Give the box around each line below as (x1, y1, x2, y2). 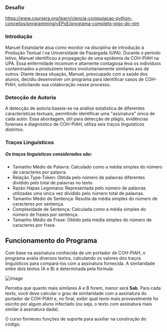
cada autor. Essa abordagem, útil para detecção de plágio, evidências (5, 116, 149, 122)
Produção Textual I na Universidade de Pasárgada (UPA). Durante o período (5, 49, 161, 56)
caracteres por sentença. (12, 201, 64, 207)
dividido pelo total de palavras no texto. (12, 179, 94, 185)
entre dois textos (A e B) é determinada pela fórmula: (5, 266, 114, 272)
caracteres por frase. (12, 222, 56, 228)
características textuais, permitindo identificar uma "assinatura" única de (5, 110, 156, 116)
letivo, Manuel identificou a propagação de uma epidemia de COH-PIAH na (5, 55, 160, 61)
